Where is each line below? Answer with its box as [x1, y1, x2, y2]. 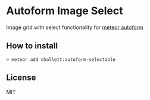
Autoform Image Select [6, 4, 123, 18]
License [6, 73, 36, 83]
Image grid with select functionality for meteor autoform [6, 24, 144, 31]
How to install [6, 41, 58, 51]
